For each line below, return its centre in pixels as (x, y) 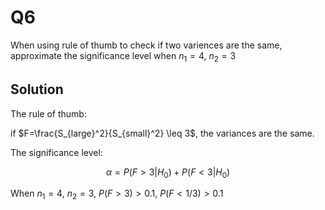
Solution (37, 89)
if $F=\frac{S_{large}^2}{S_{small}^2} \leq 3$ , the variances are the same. (162, 133)
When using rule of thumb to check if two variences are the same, (146, 45)
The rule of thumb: (48, 113)
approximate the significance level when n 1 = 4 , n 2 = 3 (123, 56)
